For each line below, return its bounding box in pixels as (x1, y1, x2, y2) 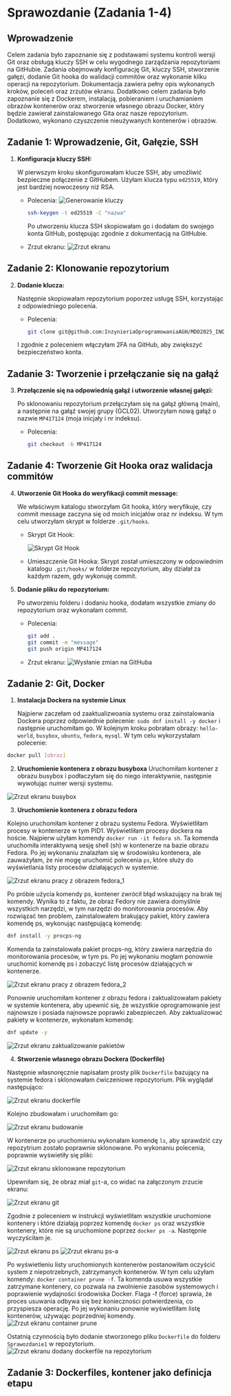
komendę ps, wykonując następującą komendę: (7, 919, 142, 928)
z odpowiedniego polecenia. (16, 301, 98, 310)
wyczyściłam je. (7, 1233, 53, 1242)
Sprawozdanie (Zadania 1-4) (7, 5, 172, 21)
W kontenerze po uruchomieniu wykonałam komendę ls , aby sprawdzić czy (7, 1136, 223, 1144)
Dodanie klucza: (16, 281, 65, 289)
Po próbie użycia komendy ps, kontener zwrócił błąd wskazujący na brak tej (7, 890, 222, 898)
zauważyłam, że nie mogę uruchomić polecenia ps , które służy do (7, 856, 194, 864)
